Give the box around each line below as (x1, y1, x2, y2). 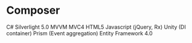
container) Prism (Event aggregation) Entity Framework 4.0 (6, 29, 153, 36)
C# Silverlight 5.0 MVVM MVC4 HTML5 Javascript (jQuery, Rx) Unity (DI (6, 23, 186, 30)
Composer (6, 4, 60, 17)
